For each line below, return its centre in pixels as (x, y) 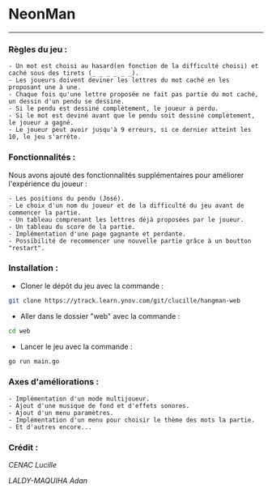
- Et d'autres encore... (50, 427)
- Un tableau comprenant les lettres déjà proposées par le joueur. (126, 219)
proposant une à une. (45, 87)
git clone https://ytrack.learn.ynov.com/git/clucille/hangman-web (125, 300)
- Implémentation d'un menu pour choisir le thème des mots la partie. (132, 420)
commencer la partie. (45, 212)
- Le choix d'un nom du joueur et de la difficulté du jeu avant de (126, 206)
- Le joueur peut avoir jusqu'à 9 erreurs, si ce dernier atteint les (130, 130)
